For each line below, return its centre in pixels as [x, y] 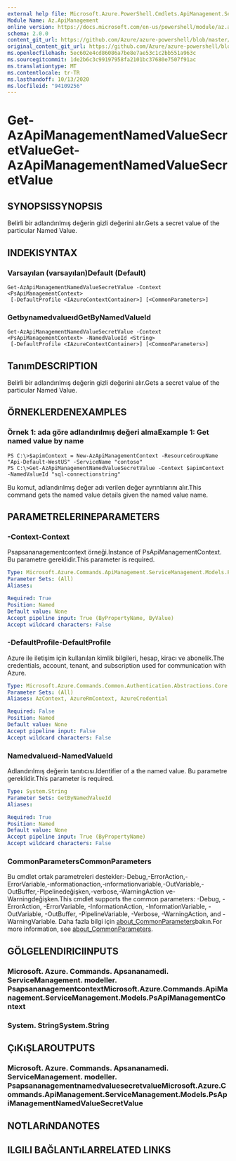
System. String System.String [58, 1025]
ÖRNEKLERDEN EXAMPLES [67, 412]
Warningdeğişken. [33, 899]
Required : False [31, 711]
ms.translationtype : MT [42, 66]
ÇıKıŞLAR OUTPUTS [51, 1048]
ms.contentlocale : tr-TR [44, 72]
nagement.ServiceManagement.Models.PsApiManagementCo [117, 998]
